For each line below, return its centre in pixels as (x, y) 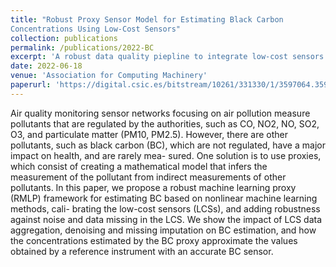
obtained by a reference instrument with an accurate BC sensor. (142, 251)
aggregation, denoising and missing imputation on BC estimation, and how (163, 230)
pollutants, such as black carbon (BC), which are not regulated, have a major (168, 145)
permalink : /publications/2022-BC (82, 47)
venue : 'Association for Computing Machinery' (109, 76)
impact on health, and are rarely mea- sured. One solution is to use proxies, (166, 155)
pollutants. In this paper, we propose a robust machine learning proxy (153, 187)
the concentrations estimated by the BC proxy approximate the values (154, 240)
